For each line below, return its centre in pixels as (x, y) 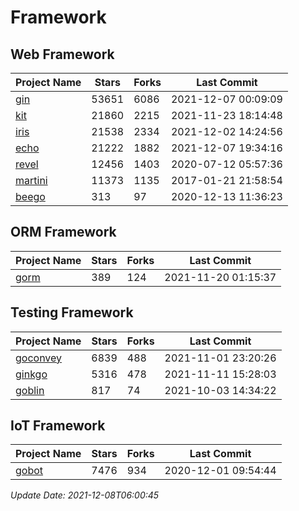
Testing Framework (72, 312)
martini (31, 180)
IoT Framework (58, 426)
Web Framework (62, 54)
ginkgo (31, 374)
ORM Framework (63, 232)
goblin (30, 390)
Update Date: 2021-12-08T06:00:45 (85, 495)
